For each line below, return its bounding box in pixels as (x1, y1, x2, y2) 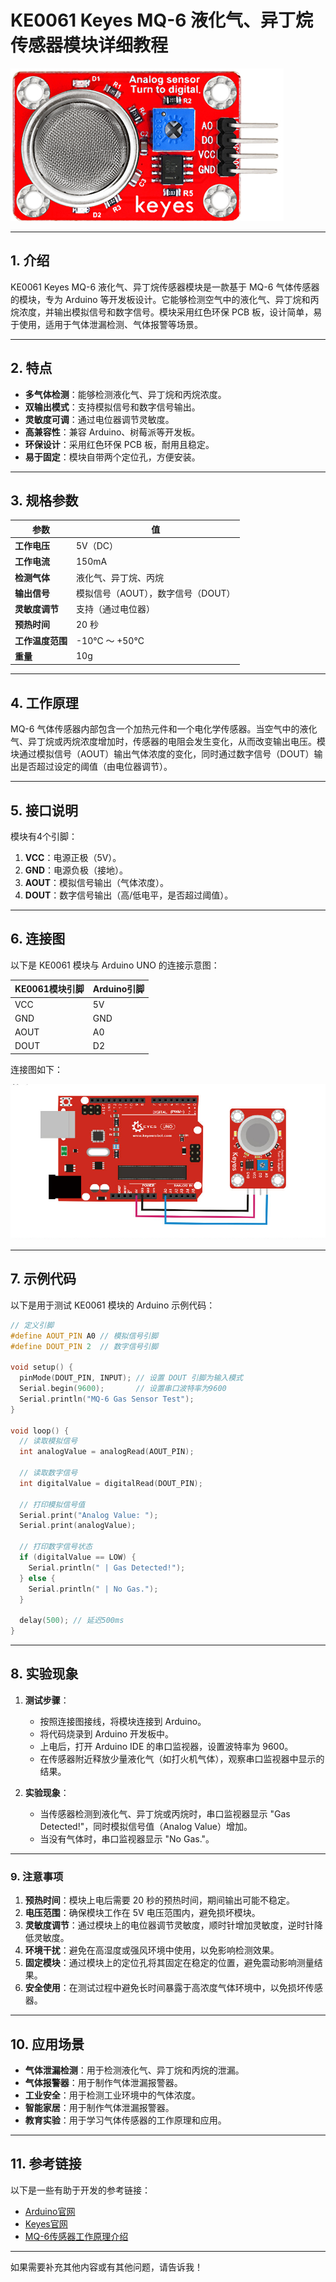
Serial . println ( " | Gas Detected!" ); (28, 1562, 186, 1573)
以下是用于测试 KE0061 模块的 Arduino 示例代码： (10, 1299, 216, 1311)
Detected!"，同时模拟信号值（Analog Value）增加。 (39, 1820, 253, 1832)
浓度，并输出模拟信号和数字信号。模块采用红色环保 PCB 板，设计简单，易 (18, 306, 323, 318)
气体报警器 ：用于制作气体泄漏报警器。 (24, 2077, 183, 2088)
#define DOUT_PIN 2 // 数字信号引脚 (10, 1341, 159, 1351)
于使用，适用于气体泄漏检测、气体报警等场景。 (10, 318, 203, 330)
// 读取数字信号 (19, 1468, 78, 1478)
